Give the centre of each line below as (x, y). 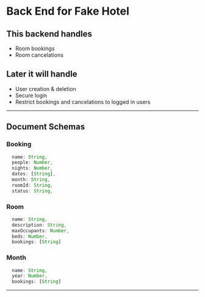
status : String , (32, 191)
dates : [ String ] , (34, 174)
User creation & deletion (45, 89)
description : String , (39, 225)
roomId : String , (32, 185)
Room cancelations (39, 55)
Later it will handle (42, 74)
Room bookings (35, 48)
